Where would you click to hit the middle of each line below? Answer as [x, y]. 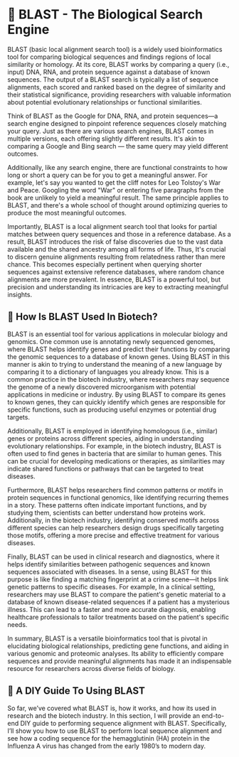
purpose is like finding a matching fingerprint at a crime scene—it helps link [118, 579]
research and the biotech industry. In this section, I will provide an [104, 715]
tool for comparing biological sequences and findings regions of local [109, 57]
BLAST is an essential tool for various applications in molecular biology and [117, 334]
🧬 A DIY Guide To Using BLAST [76, 691]
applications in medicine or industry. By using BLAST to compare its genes [117, 394]
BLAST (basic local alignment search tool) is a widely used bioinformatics [115, 49]
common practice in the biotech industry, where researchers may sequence [118, 379]
